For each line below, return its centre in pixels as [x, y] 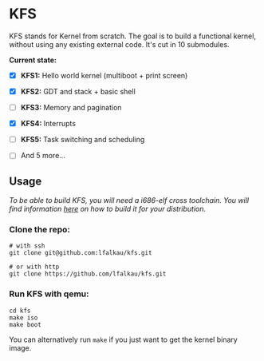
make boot [26, 324]
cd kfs [20, 311]
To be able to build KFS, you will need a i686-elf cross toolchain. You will [129, 200]
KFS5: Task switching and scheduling [83, 140]
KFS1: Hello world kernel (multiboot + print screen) [104, 75]
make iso [24, 317]
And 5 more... [43, 156]
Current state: [33, 60]
